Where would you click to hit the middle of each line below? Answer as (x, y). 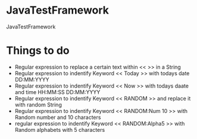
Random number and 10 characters (58, 117)
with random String (38, 105)
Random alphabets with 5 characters (60, 130)
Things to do (38, 51)
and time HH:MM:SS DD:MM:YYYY (57, 92)
